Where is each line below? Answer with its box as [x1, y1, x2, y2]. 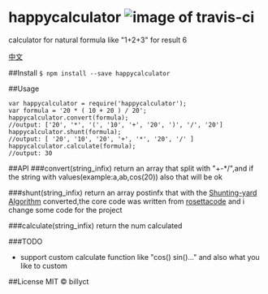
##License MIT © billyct [8, 276, 89, 286]
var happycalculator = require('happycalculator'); [8, 99, 187, 107]
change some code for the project [8, 205, 123, 214]
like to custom [19, 261, 67, 270]
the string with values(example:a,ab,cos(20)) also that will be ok [8, 171, 223, 182]
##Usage [8, 84, 40, 93]
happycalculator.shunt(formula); [8, 128, 122, 136]
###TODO [8, 236, 43, 246]
